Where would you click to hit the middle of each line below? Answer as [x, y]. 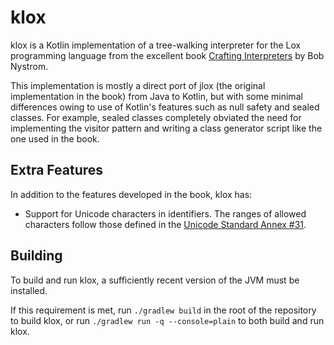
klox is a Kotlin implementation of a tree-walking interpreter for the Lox [156, 45]
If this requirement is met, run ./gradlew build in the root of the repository [163, 310]
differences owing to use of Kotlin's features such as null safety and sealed [165, 107]
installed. [29, 290]
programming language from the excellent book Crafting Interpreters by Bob [167, 55]
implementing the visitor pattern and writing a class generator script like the [166, 128]
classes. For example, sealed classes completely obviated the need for [156, 117]
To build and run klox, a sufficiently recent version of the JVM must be [155, 280]
